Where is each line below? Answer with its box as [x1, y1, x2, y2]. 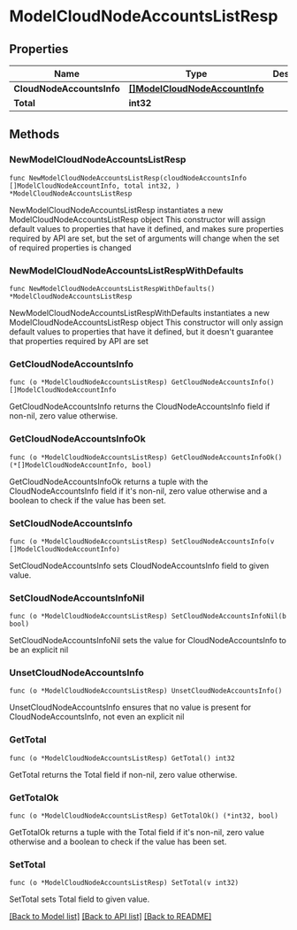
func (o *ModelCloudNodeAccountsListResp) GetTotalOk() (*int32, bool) [9, 811, 278, 820]
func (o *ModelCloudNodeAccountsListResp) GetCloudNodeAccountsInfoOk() [9, 453, 283, 462]
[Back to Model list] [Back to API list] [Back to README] [9, 911, 212, 922]
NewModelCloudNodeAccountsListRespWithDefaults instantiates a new [9, 307, 270, 318]
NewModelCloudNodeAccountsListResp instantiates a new [9, 204, 224, 215]
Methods [9, 127, 60, 142]
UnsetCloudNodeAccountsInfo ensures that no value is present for [9, 702, 252, 713]
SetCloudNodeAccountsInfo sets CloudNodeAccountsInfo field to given [9, 560, 270, 571]
